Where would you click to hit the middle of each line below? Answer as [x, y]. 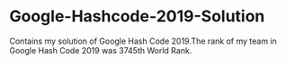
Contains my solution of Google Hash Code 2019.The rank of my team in [143, 41]
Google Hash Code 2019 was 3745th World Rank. [101, 50]
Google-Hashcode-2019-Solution [137, 16]
